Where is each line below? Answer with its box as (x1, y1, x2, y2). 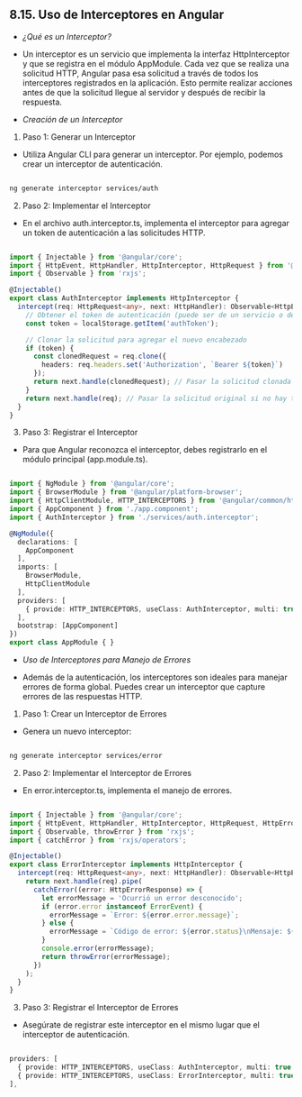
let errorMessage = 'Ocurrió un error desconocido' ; (41, 893, 244, 902)
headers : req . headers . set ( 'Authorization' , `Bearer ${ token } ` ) (41, 361, 283, 370)
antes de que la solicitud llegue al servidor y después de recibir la (22, 87, 266, 97)
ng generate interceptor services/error (9, 752, 164, 761)
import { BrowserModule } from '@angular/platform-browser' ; (9, 488, 244, 497)
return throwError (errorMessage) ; (41, 952, 171, 961)
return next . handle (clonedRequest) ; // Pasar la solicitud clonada (32, 378, 292, 387)
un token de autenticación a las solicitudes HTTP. (22, 227, 206, 238)
